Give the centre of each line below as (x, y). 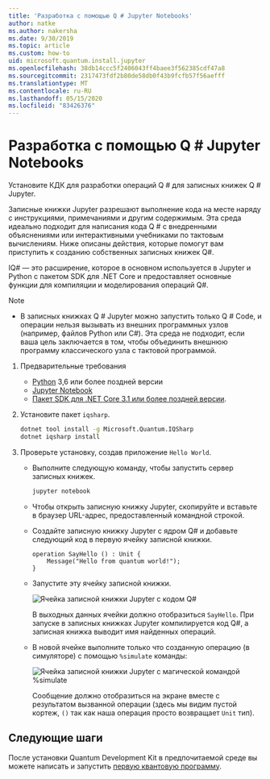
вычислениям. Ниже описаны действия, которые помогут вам (116, 244)
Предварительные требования (73, 366)
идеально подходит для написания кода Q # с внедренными (113, 227)
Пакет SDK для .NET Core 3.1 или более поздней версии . (129, 399)
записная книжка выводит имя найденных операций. (124, 631)
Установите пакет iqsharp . (65, 414)
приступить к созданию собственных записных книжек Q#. (111, 252)
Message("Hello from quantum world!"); (114, 561)
